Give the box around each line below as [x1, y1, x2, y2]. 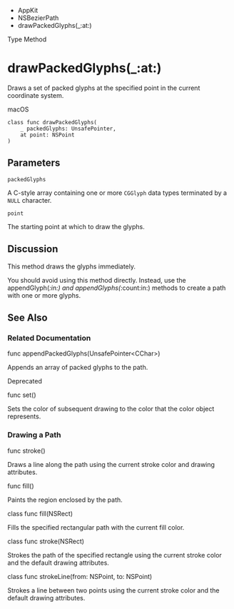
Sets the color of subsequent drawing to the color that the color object [7, 405, 215, 413]
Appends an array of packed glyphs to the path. [7, 363, 148, 372]
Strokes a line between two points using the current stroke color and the [7, 585, 220, 595]
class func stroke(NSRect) [7, 537, 84, 545]
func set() [7, 391, 37, 399]
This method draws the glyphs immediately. [7, 262, 136, 271]
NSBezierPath [17, 14, 59, 22]
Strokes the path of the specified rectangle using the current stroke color [7, 550, 223, 559]
